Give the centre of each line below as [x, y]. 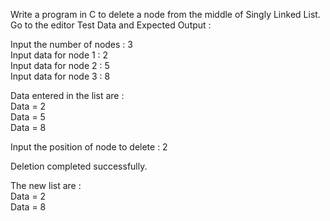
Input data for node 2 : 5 [60, 65]
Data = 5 [28, 117]
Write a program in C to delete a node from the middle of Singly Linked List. [165, 14]
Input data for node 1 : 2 [59, 55]
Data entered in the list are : [67, 95]
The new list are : [46, 185]
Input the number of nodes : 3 [71, 44]
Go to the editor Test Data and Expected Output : [111, 25]
